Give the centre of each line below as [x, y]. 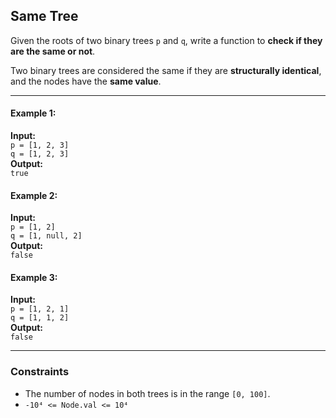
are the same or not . [53, 51]
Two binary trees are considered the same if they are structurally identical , [166, 70]
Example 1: [33, 113]
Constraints [40, 372]
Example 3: [34, 277]
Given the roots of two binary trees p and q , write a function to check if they [166, 40]
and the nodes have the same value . [86, 81]
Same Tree [44, 16]
